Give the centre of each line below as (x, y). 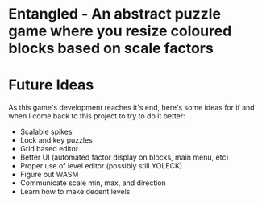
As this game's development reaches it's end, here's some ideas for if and (132, 108)
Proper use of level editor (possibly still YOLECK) (101, 166)
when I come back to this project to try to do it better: (97, 116)
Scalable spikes (46, 132)
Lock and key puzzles (56, 140)
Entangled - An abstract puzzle (115, 14)
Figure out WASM (49, 175)
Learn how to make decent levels (75, 192)
